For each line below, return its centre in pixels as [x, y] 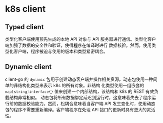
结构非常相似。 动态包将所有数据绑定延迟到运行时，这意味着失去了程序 [80, 97]
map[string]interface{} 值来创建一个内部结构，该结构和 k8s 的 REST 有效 [80, 91]
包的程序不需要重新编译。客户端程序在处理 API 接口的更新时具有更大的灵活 [80, 109]
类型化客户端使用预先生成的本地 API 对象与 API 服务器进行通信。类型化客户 [81, 39]
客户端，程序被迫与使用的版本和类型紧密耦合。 [61, 51]
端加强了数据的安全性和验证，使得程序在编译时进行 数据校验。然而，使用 [78, 45]
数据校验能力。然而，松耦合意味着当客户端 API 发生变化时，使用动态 [87, 104]
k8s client [25, 9]
